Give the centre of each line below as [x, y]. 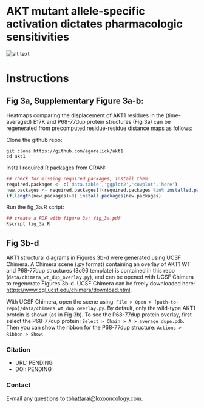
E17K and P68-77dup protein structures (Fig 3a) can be [102, 121]
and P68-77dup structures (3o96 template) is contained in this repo [90, 270]
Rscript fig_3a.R [28, 224]
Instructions [38, 79]
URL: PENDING [34, 363]
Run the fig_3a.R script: [36, 207]
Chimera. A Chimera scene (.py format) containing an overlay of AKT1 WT [99, 264]
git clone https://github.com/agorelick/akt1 [65, 151]
